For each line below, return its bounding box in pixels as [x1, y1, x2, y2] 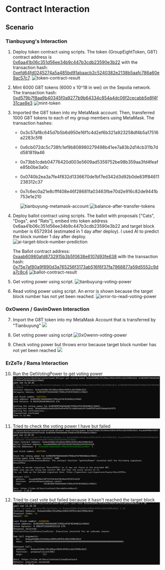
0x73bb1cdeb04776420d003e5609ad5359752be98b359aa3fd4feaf [20, 159, 159, 165]
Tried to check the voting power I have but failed [12, 423, 111, 429]
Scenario [5, 23, 34, 31]
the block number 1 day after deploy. [12, 233, 87, 239]
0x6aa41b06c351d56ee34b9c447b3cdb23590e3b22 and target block [12, 223, 155, 229]
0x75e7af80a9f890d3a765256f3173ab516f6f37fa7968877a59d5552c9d [12, 264, 159, 270]
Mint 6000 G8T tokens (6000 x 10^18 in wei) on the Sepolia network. [12, 84, 151, 90]
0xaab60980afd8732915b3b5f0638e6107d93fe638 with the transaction [12, 253, 158, 259]
